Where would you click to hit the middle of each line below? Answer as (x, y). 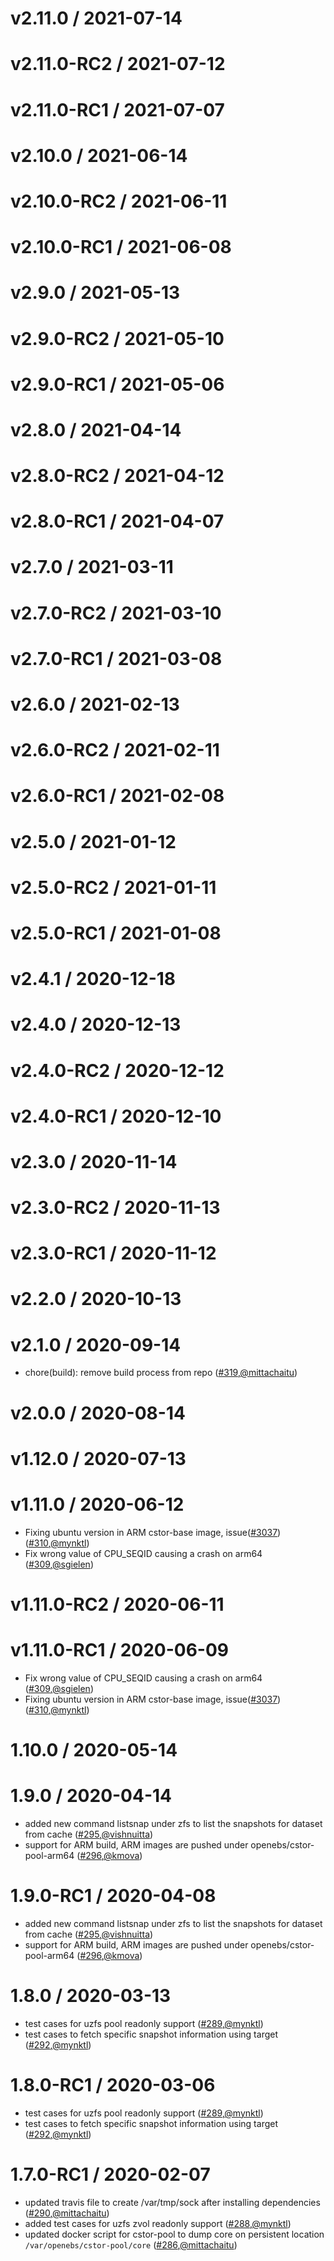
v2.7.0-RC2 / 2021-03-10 (116, 613)
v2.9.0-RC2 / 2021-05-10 (117, 338)
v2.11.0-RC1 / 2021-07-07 (117, 109)
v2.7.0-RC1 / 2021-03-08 (116, 658)
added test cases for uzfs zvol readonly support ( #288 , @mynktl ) (158, 2223)
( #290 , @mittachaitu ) (67, 2213)
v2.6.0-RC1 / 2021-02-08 (117, 796)
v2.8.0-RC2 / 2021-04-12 (117, 476)
